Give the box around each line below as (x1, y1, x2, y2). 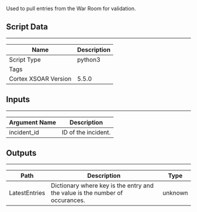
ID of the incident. (62, 128, 111, 136)
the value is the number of (50, 189, 123, 197)
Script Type (9, 55, 41, 63)
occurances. (50, 196, 86, 204)
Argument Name (9, 118, 57, 126)
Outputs (6, 148, 37, 158)
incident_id (9, 128, 39, 136)
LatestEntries (9, 189, 46, 197)
